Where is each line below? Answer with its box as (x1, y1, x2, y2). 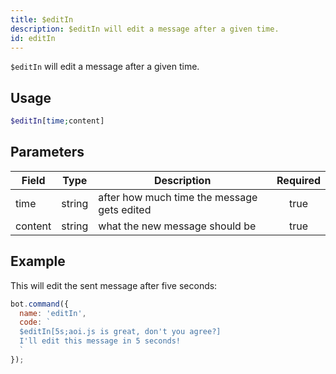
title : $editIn (10, 14, 74, 25)
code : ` (19, 317, 52, 328)
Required (276, 173, 321, 187)
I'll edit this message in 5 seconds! (19, 336, 182, 346)
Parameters (10, 144, 85, 161)
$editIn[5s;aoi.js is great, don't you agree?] (19, 327, 222, 337)
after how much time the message (98, 190, 258, 204)
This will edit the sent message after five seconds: (10, 279, 218, 291)
